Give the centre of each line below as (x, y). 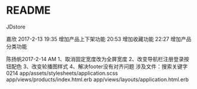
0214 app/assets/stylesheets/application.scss (62, 73)
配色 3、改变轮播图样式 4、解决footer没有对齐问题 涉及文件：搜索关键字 (99, 66)
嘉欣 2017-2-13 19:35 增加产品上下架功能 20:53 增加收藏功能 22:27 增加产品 (99, 39)
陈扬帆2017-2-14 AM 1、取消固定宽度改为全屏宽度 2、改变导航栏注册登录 (95, 59)
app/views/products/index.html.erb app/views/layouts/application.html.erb (97, 79)
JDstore (16, 27)
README (28, 10)
